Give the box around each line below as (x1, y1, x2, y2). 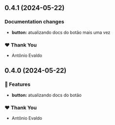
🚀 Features (4, 81, 31, 88)
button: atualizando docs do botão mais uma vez (11, 29, 111, 35)
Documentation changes (4, 18, 64, 25)
